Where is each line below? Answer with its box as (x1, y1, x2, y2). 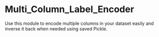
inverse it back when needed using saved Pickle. (5, 25, 108, 31)
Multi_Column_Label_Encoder (5, 4, 134, 15)
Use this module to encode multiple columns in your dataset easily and (5, 20, 154, 26)
